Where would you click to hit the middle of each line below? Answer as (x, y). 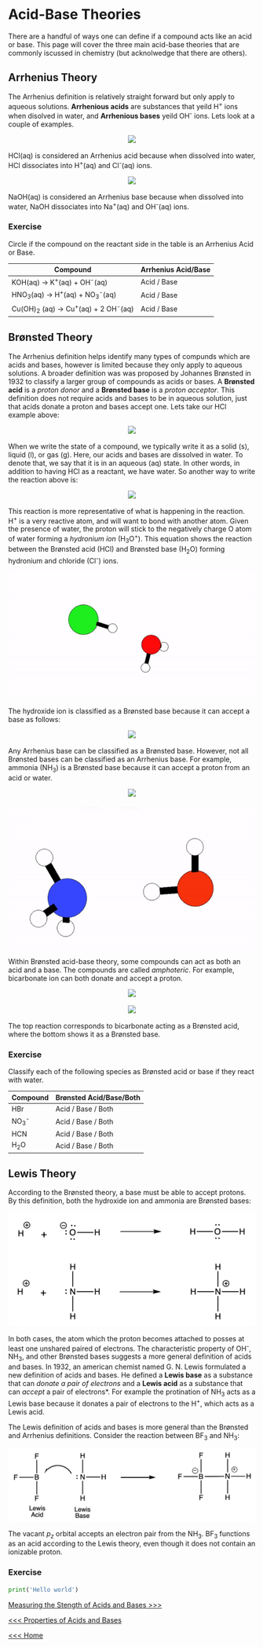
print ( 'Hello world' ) (44, 1590)
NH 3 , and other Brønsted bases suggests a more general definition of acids (130, 1357)
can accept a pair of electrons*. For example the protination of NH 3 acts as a (132, 1392)
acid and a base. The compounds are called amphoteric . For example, (121, 970)
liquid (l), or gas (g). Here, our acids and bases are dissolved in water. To (126, 454)
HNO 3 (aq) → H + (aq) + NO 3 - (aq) (64, 295)
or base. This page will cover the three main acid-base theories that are (124, 44)
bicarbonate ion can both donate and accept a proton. (95, 978)
